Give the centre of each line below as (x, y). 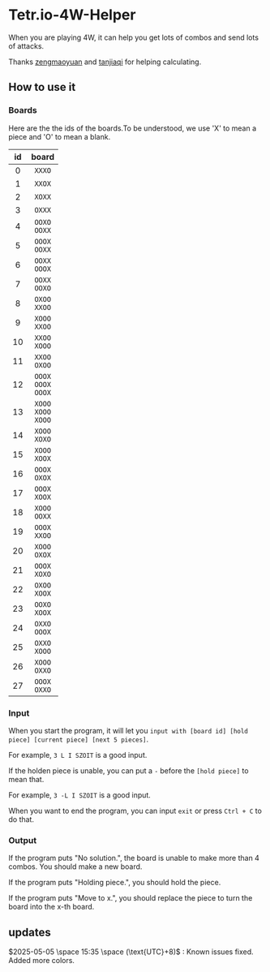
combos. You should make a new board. (75, 867)
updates (30, 932)
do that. (21, 819)
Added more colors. (42, 961)
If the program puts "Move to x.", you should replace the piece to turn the (131, 898)
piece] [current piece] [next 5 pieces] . (79, 739)
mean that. (26, 779)
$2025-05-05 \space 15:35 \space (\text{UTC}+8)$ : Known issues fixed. (131, 952)
